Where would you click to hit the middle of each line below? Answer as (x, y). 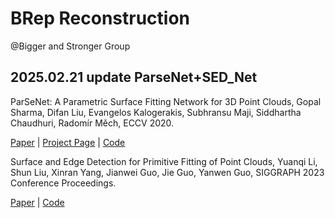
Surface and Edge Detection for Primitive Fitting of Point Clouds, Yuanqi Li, (164, 161)
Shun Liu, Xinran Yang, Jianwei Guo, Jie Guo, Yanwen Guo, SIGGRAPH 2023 (167, 172)
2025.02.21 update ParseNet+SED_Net (134, 77)
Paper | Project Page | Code (68, 142)
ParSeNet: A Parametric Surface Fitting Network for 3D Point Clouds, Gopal (166, 101)
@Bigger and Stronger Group (70, 46)
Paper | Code (37, 202)
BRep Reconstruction (100, 18)
